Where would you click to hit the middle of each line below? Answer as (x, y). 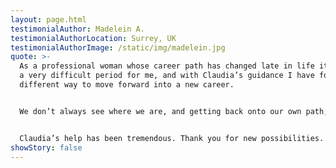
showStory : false (46, 147)
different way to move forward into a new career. (127, 85)
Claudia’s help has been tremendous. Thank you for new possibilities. (172, 138)
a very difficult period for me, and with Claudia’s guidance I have (167, 76)
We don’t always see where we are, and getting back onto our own (160, 111)
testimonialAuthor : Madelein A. (77, 29)
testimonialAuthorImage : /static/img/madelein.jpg (118, 47)
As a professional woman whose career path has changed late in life (167, 66)
